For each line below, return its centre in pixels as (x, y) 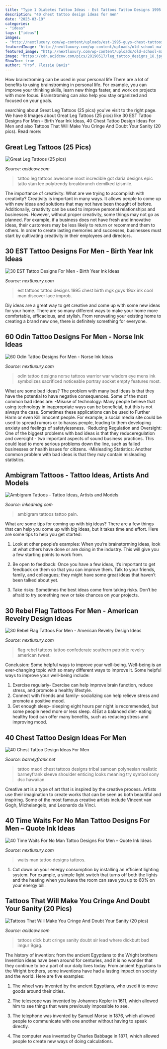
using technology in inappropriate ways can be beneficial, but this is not (79, 407)
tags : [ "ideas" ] (22, 33)
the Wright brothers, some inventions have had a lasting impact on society (81, 971)
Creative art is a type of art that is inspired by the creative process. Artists (81, 789)
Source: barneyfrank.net (30, 759)
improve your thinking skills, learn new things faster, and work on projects (81, 90)
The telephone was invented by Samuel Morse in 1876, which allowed (83, 1016)
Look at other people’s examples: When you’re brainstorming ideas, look (86, 544)
